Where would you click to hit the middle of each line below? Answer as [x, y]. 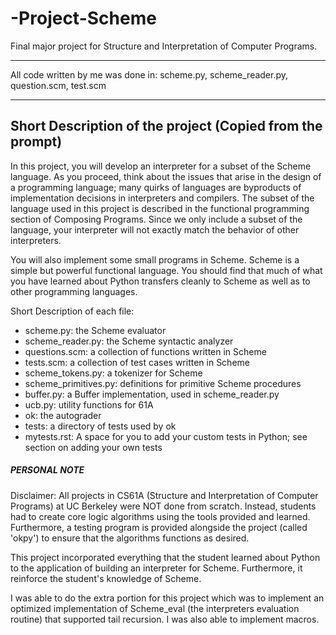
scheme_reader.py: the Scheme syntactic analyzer [129, 341]
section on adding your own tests [93, 447]
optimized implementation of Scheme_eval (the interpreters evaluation [155, 608]
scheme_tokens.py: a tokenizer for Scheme [113, 373]
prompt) [36, 142]
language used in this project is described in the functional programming [160, 208]
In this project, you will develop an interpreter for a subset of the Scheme [161, 166]
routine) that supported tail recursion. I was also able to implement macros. [165, 619]
